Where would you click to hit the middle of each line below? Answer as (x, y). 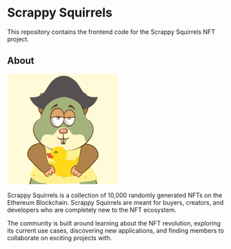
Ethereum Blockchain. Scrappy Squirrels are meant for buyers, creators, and (115, 202)
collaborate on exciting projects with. (60, 238)
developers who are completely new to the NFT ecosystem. (92, 210)
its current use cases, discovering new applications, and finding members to (115, 230)
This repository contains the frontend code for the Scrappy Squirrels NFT (111, 32)
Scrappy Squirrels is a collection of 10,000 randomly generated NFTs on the (115, 195)
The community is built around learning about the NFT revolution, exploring (114, 223)
